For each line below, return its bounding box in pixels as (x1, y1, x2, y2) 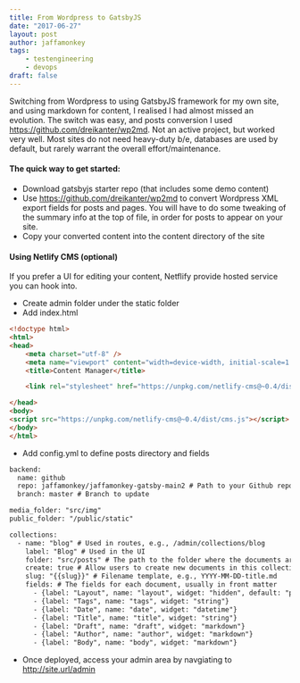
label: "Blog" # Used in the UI (25, 546, 146, 556)
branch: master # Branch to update (17, 490, 150, 499)
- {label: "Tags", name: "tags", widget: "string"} (32, 596, 229, 605)
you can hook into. (9, 280, 78, 291)
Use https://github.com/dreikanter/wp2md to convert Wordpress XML (21, 193, 279, 204)
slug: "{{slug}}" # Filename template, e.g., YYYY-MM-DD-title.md (25, 572, 278, 581)
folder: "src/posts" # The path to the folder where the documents (25, 555, 281, 564)
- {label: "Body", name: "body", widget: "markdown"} (32, 638, 238, 647)
